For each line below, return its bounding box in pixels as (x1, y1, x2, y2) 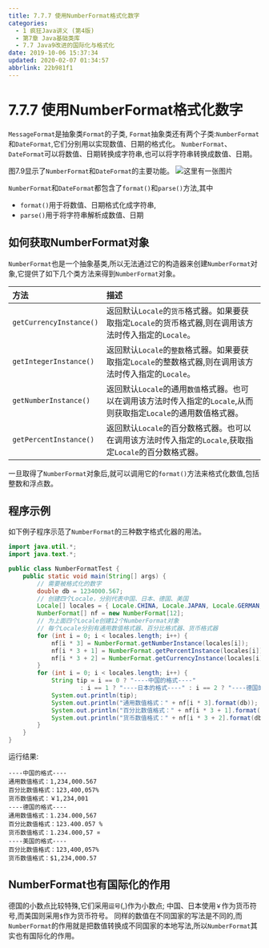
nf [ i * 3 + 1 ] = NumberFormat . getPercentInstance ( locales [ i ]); (50, 647, 267, 655)
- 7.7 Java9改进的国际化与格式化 (15, 42, 114, 50)
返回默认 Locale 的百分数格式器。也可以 (106, 422, 252, 434)
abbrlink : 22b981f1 (8, 64, 74, 72)
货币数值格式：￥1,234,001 (8, 795, 89, 803)
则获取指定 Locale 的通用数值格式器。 (106, 407, 244, 418)
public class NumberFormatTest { (8, 565, 120, 573)
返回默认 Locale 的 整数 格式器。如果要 (106, 344, 242, 355)
